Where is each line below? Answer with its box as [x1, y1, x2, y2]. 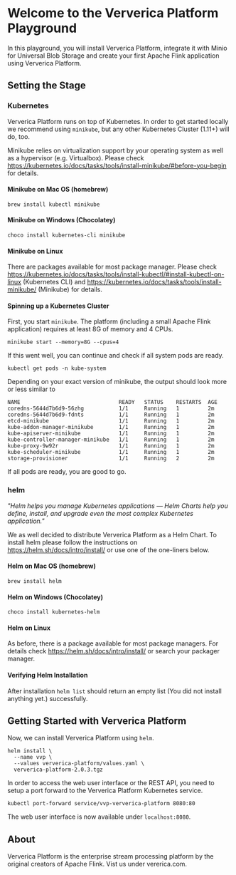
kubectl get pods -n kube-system [7, 365, 107, 372]
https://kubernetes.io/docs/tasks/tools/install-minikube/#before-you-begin [7, 161, 227, 170]
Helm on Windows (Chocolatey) [7, 593, 104, 601]
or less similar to [7, 385, 55, 393]
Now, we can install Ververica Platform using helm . [7, 734, 154, 742]
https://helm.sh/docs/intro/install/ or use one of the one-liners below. [7, 545, 210, 554]
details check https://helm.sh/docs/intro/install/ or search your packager [7, 647, 220, 656]
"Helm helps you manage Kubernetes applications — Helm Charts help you [7, 501, 229, 510]
